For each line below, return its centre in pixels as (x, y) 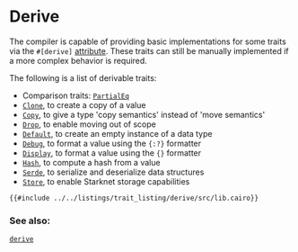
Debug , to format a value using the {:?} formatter (112, 143)
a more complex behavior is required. (79, 60)
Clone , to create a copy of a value (84, 104)
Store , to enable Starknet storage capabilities (106, 181)
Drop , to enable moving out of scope (89, 124)
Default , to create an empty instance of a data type (117, 133)
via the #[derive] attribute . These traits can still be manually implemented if (149, 50)
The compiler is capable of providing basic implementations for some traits (148, 41)
